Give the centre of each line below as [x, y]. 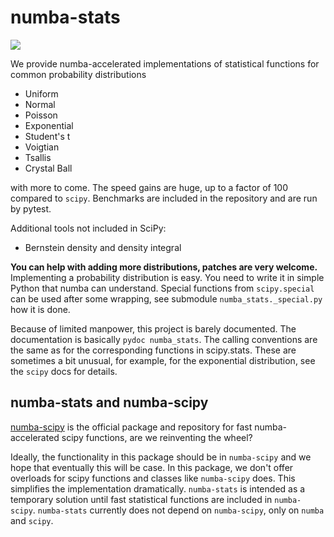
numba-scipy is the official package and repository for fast [131, 427]
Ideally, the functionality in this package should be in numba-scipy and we [161, 457]
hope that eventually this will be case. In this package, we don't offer [152, 467]
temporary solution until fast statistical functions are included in [141, 499]
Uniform [41, 93]
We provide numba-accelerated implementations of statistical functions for [165, 63]
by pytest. [31, 208]
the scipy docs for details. [64, 371]
